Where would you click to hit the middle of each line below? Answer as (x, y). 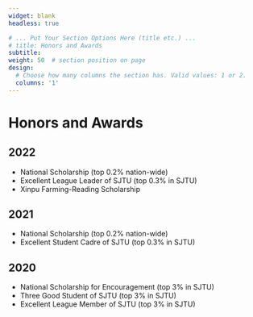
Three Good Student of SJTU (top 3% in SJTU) (98, 296)
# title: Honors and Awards (56, 45)
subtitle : (25, 53)
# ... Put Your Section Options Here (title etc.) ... (102, 38)
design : (21, 68)
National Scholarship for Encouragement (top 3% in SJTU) (117, 287)
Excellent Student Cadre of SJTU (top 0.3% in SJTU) (108, 242)
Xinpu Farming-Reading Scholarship (80, 189)
